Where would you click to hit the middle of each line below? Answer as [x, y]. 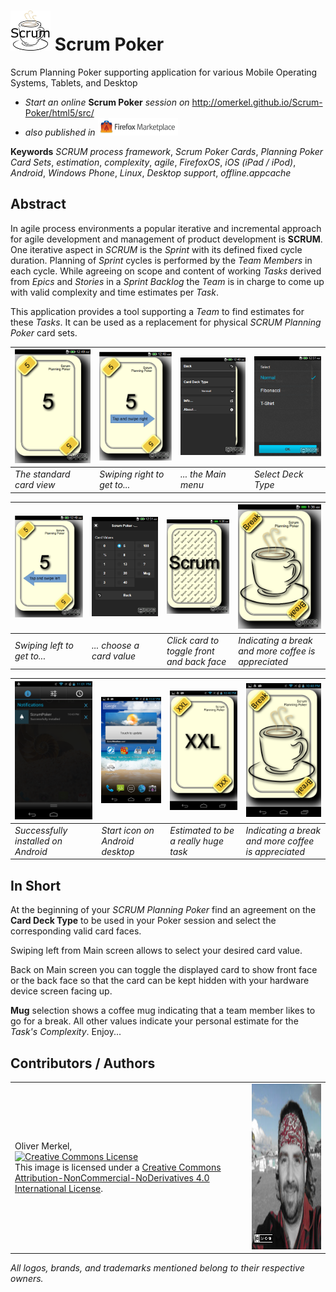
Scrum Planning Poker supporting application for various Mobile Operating [164, 72]
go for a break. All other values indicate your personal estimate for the [154, 1021]
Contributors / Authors [83, 1063]
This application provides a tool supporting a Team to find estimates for [157, 311]
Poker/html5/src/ [59, 112]
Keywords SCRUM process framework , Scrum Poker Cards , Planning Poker [167, 151]
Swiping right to [132, 474]
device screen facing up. [61, 991]
